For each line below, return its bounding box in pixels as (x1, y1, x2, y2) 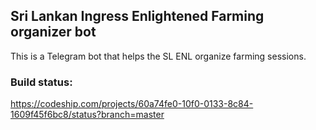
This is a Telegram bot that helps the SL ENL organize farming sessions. (10, 50, 307, 62)
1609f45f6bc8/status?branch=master (10, 109, 165, 121)
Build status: (10, 75, 73, 89)
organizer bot (10, 24, 97, 41)
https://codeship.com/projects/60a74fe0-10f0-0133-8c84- (10, 98, 254, 110)
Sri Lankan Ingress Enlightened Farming (10, 8, 265, 25)
